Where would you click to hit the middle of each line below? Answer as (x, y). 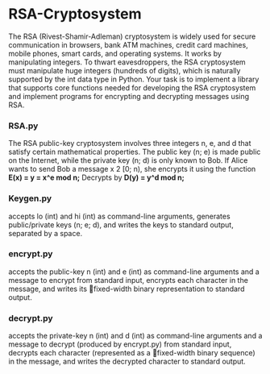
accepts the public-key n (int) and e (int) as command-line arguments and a (134, 272)
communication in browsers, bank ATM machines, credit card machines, (128, 44)
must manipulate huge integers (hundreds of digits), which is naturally (125, 70)
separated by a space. (46, 233)
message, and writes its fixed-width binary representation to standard (127, 289)
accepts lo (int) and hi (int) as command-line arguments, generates (120, 216)
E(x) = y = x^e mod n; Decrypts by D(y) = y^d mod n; (97, 177)
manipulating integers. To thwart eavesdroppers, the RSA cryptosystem (127, 62)
